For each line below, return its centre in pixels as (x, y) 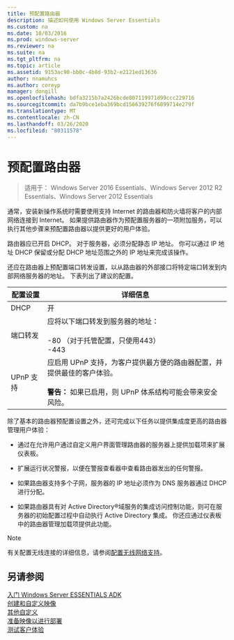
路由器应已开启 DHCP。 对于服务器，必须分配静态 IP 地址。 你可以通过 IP (112, 244)
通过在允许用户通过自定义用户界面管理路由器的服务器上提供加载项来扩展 (121, 445)
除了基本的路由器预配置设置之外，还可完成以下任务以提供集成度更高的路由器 (117, 421)
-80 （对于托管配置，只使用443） (104, 341)
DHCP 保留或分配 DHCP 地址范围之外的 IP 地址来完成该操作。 (103, 253)
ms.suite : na (26, 53)
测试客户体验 (25, 630)
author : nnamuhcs (32, 79)
